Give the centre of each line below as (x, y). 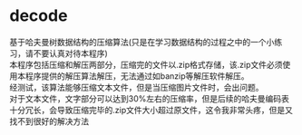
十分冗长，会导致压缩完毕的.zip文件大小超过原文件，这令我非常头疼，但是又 (151, 110)
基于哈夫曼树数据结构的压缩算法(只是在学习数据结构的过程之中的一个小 (142, 42)
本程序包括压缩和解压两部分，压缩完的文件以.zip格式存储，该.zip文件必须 (146, 64)
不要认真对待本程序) (71, 53)
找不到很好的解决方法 (49, 121)
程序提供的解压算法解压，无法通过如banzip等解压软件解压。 (137, 76)
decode (39, 16)
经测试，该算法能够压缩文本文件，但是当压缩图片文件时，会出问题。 (136, 87)
